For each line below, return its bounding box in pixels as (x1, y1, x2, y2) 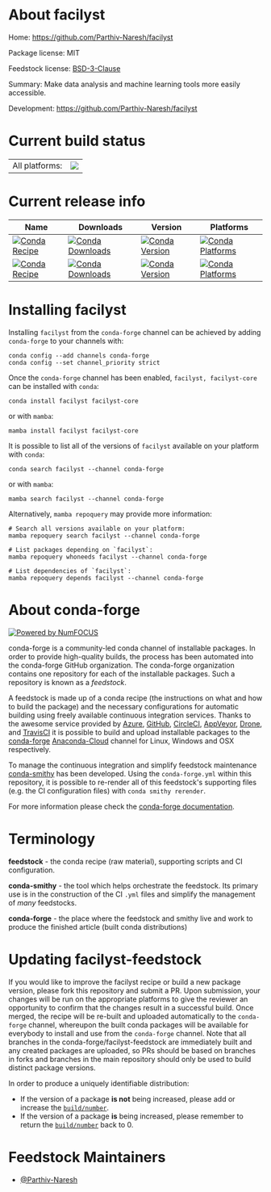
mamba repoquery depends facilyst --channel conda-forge (8, 574, 204, 582)
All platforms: (12, 160, 63, 171)
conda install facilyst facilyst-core (8, 397, 139, 405)
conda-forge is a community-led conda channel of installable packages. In (8, 643, 256, 653)
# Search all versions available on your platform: (8, 525, 186, 533)
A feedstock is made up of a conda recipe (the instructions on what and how (8, 692, 263, 703)
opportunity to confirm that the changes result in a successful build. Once (8, 1002, 254, 1012)
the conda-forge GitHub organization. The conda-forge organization (8, 660, 236, 670)
